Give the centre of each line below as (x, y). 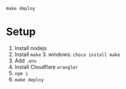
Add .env (25, 60)
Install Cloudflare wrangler (46, 67)
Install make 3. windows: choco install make (67, 54)
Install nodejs (30, 48)
